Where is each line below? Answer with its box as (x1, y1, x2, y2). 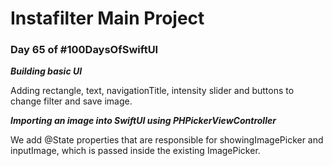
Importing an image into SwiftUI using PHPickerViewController (10, 115, 277, 127)
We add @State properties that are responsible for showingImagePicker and (10, 134, 324, 146)
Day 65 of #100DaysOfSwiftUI (10, 43, 159, 57)
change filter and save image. (10, 95, 133, 107)
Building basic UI (10, 65, 83, 77)
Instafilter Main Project (10, 7, 205, 30)
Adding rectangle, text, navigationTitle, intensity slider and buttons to (10, 85, 295, 97)
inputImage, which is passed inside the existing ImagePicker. (10, 145, 261, 157)
